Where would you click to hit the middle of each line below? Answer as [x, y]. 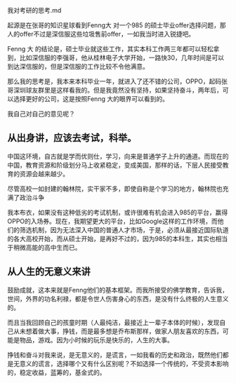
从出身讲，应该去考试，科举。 [72, 138]
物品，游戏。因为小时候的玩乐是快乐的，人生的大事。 [96, 340]
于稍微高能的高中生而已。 [44, 247]
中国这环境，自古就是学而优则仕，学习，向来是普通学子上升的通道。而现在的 [118, 156]
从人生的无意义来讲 [49, 272]
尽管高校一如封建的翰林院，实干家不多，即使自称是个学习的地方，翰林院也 [115, 189]
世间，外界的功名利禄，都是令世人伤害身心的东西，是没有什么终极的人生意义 [118, 298]
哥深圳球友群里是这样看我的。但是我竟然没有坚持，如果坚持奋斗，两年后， [115, 90]
